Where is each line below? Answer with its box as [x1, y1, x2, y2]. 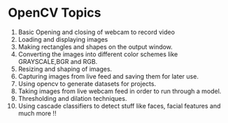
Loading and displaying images [17, 35, 108, 43]
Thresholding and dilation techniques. [17, 94, 127, 102]
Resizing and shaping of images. [17, 65, 113, 73]
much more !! [17, 109, 57, 117]
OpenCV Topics [8, 5, 101, 21]
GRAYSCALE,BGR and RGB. [17, 57, 98, 65]
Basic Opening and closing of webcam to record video [17, 28, 176, 36]
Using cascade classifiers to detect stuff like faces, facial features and [17, 101, 221, 110]
